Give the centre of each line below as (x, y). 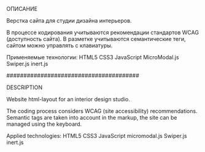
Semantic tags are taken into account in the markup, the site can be (92, 118)
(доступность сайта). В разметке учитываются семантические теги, (96, 39)
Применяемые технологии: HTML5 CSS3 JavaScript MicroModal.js (93, 57)
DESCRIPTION (25, 87)
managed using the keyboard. (44, 124)
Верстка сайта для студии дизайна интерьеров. (69, 20)
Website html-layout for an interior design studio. (68, 99)
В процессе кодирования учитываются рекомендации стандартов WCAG (103, 32)
